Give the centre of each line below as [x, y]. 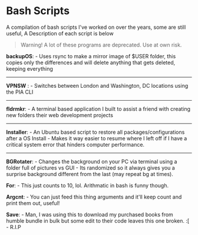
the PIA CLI [20, 92]
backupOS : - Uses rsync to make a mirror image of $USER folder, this [91, 56]
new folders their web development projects [60, 115]
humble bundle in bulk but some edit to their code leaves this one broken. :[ [98, 221]
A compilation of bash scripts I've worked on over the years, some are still [96, 27]
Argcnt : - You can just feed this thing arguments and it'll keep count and [94, 197]
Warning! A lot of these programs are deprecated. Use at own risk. [101, 45]
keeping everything [29, 68]
